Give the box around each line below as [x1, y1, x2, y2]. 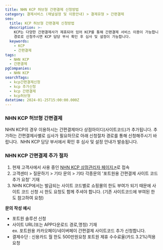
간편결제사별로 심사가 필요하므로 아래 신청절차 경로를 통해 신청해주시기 [18, 133, 152, 139]
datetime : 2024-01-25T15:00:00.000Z [5, 98, 79, 103]
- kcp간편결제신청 [9, 79, 40, 84]
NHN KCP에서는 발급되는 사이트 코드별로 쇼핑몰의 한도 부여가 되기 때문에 [12, 182, 151, 188]
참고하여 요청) [17, 194, 44, 200]
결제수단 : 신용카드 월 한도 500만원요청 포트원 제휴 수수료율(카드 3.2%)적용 [12, 233, 156, 239]
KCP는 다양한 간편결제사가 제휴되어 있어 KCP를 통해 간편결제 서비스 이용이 [14, 30, 144, 35]
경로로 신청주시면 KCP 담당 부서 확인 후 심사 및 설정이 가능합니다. [14, 35, 131, 39]
